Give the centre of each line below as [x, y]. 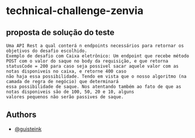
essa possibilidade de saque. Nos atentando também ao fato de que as [94, 87]
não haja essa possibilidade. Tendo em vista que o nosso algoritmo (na [96, 77]
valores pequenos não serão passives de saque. [65, 97]
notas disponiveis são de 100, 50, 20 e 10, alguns [70, 92]
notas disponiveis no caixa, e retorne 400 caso [66, 71]
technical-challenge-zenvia [75, 11]
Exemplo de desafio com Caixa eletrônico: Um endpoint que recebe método [98, 56]
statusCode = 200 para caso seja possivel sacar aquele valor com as [93, 66]
